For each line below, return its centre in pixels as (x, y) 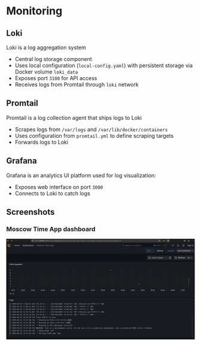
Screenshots (31, 212)
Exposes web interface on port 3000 (59, 187)
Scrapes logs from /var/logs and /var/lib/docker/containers (91, 129)
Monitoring (34, 11)
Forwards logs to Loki (42, 142)
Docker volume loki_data (46, 72)
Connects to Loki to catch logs (53, 193)
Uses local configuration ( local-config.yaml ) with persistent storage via (104, 65)
